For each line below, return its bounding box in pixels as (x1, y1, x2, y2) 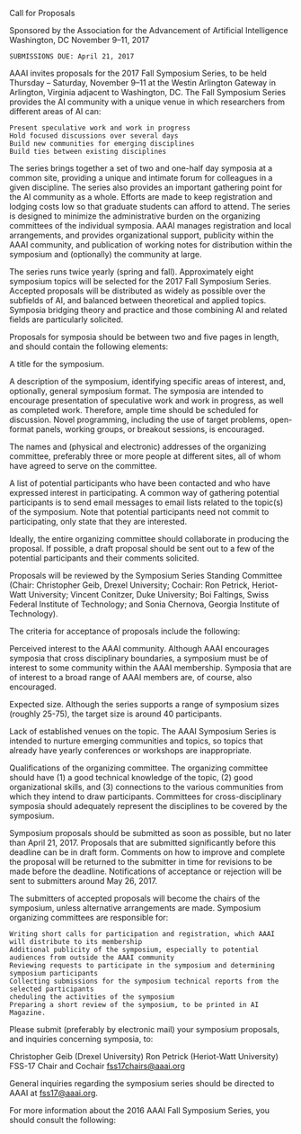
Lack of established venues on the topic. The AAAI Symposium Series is (9, 726, 277, 736)
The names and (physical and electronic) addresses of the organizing (9, 441, 267, 452)
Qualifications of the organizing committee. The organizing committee (9, 762, 269, 773)
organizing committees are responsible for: (9, 913, 169, 922)
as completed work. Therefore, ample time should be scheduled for (9, 405, 259, 415)
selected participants (9, 985, 94, 994)
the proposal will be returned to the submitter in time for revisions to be (9, 857, 273, 867)
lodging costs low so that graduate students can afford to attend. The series (9, 202, 290, 211)
